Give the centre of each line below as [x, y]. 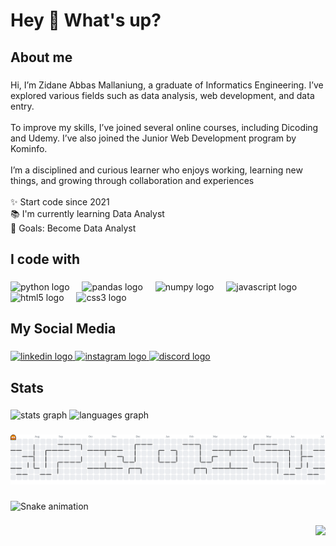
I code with [45, 259]
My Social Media [63, 329]
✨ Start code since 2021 [60, 201]
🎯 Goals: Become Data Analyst [73, 228]
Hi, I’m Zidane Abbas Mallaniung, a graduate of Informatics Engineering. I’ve [167, 85]
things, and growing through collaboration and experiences [132, 180]
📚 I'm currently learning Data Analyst [87, 213]
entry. [22, 106]
